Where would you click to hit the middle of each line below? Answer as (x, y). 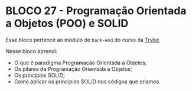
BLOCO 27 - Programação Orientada (96, 11)
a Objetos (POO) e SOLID (67, 23)
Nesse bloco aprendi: (32, 51)
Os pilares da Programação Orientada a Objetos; (73, 69)
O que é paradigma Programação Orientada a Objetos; (80, 63)
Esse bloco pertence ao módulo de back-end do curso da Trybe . (83, 40)
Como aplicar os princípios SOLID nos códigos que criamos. (87, 82)
